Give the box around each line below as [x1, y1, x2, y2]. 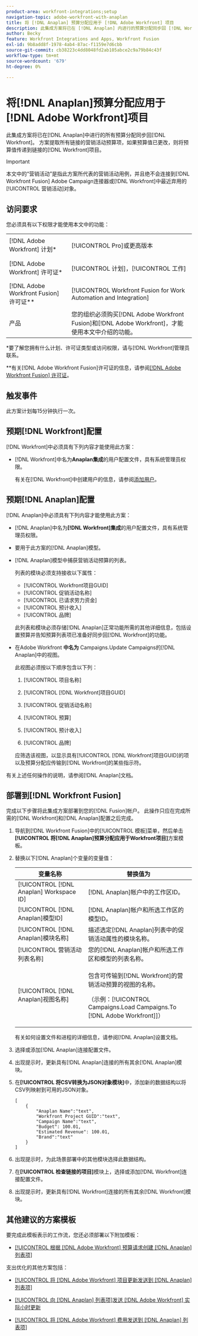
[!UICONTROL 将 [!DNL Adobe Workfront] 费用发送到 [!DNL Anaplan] [14, 1316, 181, 1324]
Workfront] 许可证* [9, 268, 63, 277]
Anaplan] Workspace [17, 888, 77, 896]
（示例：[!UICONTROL [88, 995, 151, 1004]
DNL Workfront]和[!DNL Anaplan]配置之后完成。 [19, 815, 137, 822]
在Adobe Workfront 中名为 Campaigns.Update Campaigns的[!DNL [14, 644, 175, 651]
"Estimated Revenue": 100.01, [36, 1129, 110, 1135]
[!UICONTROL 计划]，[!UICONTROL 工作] [71, 264, 187, 273]
